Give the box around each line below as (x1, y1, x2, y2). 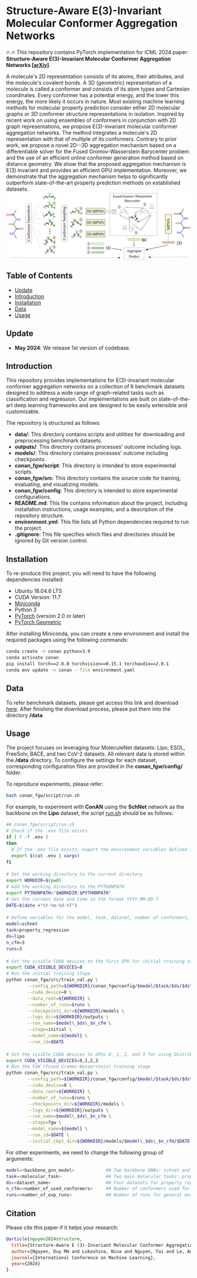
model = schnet (6, 921, 38, 927)
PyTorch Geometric (14, 619, 62, 626)
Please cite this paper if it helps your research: (6, 1224, 118, 1231)
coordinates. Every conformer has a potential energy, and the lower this (6, 91, 179, 98)
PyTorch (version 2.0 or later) (14, 613, 86, 620)
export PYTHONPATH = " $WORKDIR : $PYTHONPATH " (6, 890, 111, 896)
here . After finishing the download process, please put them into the (6, 705, 171, 713)
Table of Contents (6, 271, 73, 281)
